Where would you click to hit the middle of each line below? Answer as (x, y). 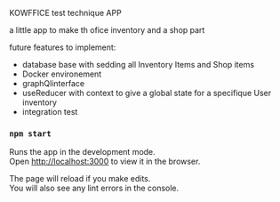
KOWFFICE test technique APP (65, 13)
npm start (30, 133)
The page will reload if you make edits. (80, 179)
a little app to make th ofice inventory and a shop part (107, 30)
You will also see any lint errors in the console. (94, 188)
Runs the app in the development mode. (82, 152)
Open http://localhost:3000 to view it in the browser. (105, 162)
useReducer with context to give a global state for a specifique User (147, 93)
